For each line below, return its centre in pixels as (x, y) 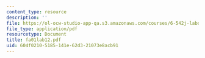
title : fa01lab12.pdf (34, 40)
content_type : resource (37, 12)
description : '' (27, 18)
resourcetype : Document (37, 34)
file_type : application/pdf (42, 29)
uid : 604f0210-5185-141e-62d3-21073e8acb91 (63, 46)
